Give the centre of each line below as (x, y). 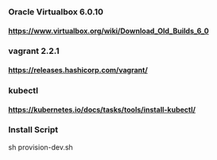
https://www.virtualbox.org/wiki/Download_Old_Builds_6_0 (108, 31)
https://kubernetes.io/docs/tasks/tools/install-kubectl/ (102, 109)
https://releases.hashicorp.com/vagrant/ (78, 70)
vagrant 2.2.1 (34, 51)
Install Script (33, 130)
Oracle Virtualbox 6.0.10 (56, 12)
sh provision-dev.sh (41, 147)
